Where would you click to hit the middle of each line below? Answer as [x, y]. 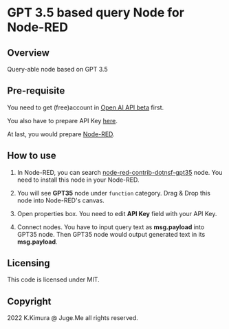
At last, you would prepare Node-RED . [61, 134]
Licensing [29, 263]
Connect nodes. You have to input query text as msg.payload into [111, 227]
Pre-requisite [36, 91]
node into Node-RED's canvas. [61, 200]
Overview [29, 53]
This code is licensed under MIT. [53, 279]
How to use [32, 156]
